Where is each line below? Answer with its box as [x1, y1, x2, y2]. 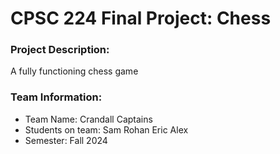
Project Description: [10, 43, 110, 57]
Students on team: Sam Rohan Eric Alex [24, 123, 189, 136]
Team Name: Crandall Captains [24, 113, 153, 125]
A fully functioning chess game [10, 65, 139, 77]
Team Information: [10, 90, 103, 104]
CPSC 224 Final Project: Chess [10, 7, 272, 30]
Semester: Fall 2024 [24, 134, 108, 146]
